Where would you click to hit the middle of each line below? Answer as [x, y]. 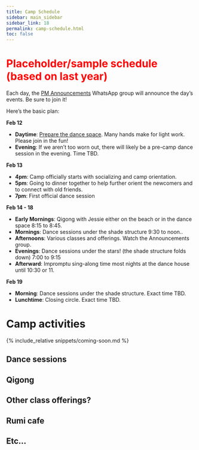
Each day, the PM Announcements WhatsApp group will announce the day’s [99, 93]
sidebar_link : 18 [28, 23]
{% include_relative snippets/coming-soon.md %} [68, 340]
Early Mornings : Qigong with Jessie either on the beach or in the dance [103, 219]
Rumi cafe [25, 421]
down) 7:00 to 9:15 [38, 257]
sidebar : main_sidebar [34, 17]
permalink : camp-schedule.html [45, 28]
